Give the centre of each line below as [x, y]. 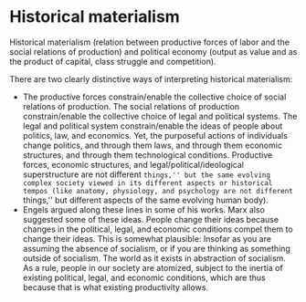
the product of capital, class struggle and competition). [113, 61]
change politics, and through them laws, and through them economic [153, 145]
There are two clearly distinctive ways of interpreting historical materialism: [151, 78]
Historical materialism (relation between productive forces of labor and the [150, 42]
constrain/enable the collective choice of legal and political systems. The [160, 116]
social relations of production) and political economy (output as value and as [153, 51]
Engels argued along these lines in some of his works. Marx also [143, 209]
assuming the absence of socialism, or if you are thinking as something [156, 248]
